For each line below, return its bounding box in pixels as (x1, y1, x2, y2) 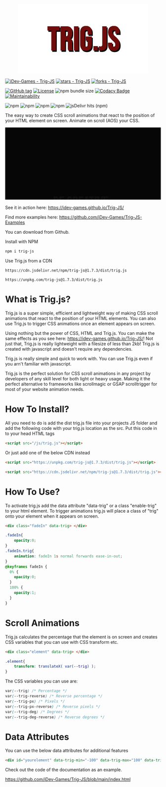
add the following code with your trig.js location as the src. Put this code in (5, 425, 157, 431)
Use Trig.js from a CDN (5, 258, 52, 264)
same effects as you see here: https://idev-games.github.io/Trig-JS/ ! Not (5, 336, 153, 342)
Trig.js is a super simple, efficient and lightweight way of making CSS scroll (5, 310, 158, 316)
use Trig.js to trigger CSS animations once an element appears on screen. (5, 321, 156, 327)
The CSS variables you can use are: (5, 678, 78, 684)
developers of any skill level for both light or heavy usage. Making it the (5, 376, 151, 382)
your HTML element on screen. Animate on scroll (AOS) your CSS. (5, 118, 140, 123)
